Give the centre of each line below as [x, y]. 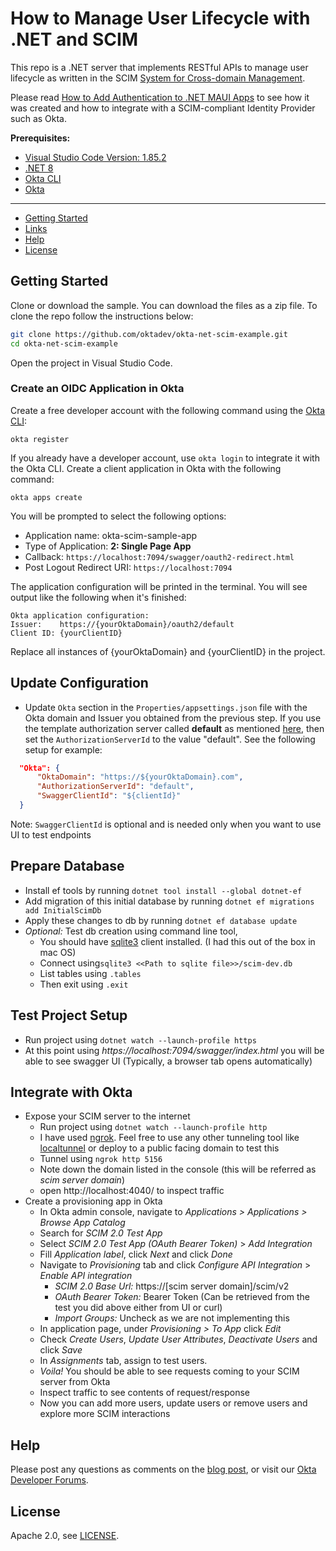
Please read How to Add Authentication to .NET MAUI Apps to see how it [160, 97]
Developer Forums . [49, 1480]
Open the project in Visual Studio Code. [91, 363]
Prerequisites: [40, 138]
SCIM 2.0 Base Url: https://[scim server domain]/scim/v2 [172, 1286]
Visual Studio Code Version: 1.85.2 [95, 157]
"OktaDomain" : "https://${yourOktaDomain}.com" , [140, 777]
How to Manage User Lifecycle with [160, 18]
